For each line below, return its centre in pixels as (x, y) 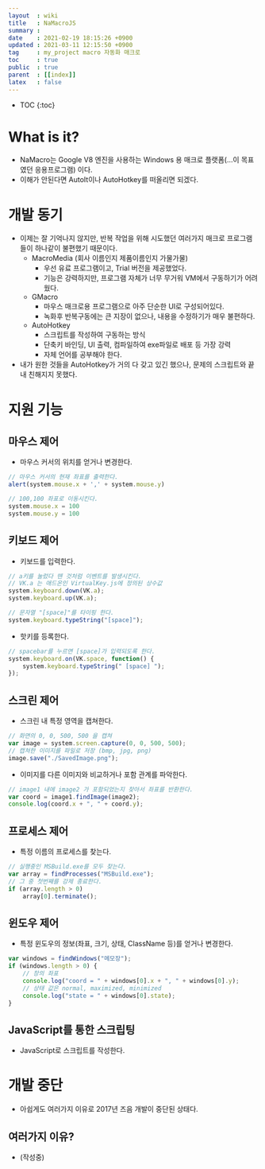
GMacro (44, 297)
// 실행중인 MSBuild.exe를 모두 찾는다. (67, 867)
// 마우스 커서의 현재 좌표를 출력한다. (63, 477)
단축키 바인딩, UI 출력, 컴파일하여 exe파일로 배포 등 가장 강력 (137, 345)
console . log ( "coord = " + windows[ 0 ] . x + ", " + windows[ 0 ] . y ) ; (131, 981)
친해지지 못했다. (53, 375)
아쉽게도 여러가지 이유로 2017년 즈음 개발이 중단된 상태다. (109, 1109)
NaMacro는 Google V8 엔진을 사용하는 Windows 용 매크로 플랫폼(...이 (129, 160)
